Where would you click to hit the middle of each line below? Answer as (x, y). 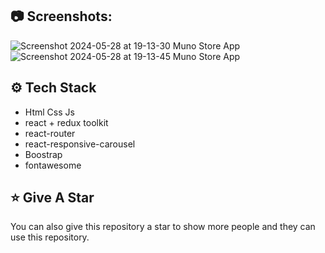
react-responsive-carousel (80, 144)
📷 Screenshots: (61, 16)
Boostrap (43, 154)
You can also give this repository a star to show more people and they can (163, 227)
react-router (50, 133)
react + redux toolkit (66, 122)
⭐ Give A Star (52, 198)
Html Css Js (49, 112)
